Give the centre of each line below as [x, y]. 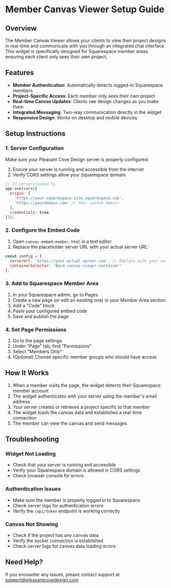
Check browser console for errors [48, 476]
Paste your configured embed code [50, 311]
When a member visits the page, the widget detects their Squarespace [87, 385]
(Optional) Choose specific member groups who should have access [84, 357]
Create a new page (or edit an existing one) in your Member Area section [89, 300]
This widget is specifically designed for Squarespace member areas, [77, 51]
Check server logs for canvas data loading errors [64, 546]
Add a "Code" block [34, 305]
